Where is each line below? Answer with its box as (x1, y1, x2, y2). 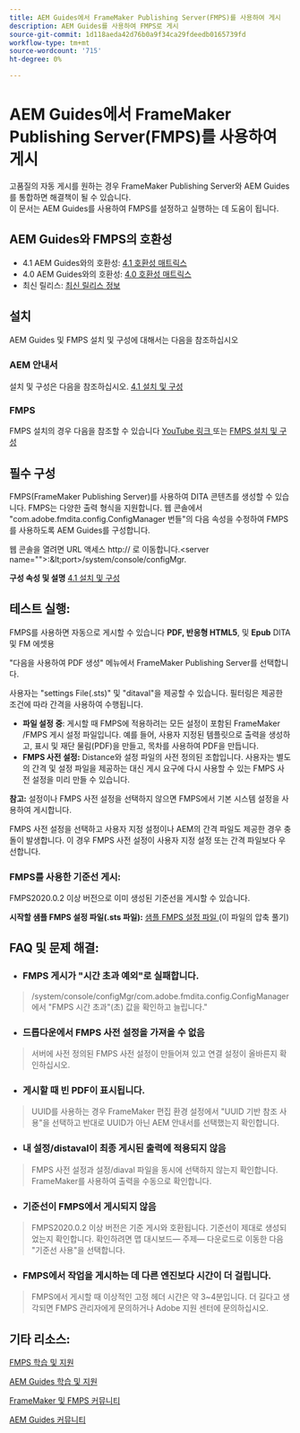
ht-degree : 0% (9, 55, 63, 64)
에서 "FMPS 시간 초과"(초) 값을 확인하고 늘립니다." (30, 1001, 208, 1012)
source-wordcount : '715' (9, 47, 102, 56)
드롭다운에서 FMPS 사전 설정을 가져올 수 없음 (21, 1026, 206, 1039)
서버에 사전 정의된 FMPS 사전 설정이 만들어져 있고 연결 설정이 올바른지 (30, 1048, 278, 1059)
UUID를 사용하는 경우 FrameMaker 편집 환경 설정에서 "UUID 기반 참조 (30, 1106, 278, 1117)
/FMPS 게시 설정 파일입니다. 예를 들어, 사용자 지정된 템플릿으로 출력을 (21, 729, 267, 739)
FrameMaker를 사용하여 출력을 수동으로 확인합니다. (30, 1175, 212, 1186)
